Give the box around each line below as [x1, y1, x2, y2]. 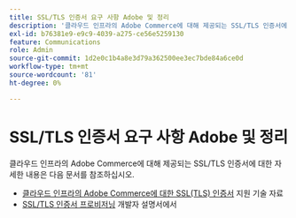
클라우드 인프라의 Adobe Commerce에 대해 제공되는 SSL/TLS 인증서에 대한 [9, 158, 273, 169]
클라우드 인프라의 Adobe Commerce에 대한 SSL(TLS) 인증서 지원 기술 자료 [21, 187, 284, 199]
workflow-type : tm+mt [9, 63, 90, 71]
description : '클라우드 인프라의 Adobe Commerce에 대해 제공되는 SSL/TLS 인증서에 [9, 21, 288, 30]
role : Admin [9, 46, 53, 55]
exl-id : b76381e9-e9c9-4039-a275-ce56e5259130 [9, 29, 184, 38]
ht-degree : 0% [9, 79, 62, 87]
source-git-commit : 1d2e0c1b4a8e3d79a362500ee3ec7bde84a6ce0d [9, 54, 244, 63]
